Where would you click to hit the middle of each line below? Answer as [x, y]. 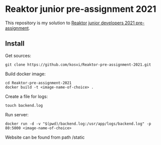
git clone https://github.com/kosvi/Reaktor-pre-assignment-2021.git [78, 65]
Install [15, 44]
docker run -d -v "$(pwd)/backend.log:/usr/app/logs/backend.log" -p [78, 124]
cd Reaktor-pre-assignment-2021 [38, 83]
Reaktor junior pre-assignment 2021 [81, 9]
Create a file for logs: [26, 96]
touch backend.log [24, 105]
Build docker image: [25, 74]
